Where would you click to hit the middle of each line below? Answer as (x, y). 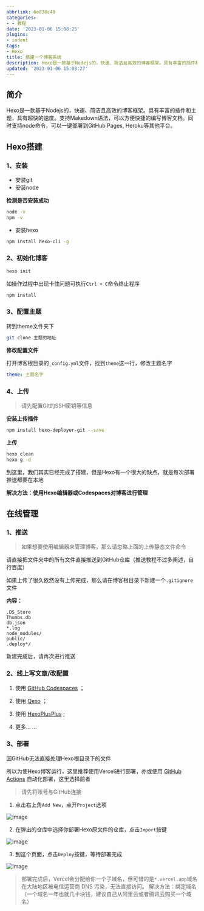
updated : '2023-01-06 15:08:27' (47, 68)
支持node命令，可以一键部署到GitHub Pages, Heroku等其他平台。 (93, 126)
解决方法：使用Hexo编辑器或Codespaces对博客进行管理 (77, 493)
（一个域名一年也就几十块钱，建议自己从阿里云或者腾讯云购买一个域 (106, 894)
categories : (21, 18)
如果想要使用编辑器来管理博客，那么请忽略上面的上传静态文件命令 (104, 547)
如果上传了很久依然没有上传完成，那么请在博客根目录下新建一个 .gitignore (100, 580)
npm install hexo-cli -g (38, 241)
